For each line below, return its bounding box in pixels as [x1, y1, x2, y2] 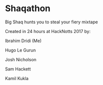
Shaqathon [5, 3, 51, 14]
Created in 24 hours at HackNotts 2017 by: [5, 28, 91, 34]
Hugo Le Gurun [5, 47, 36, 53]
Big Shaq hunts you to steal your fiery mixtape [5, 19, 98, 25]
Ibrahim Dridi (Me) [5, 37, 42, 44]
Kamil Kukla [5, 75, 29, 81]
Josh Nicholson [5, 56, 37, 62]
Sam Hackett [5, 66, 31, 72]
